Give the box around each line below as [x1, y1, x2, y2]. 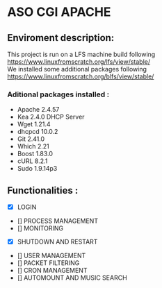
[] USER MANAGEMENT [17, 251, 86, 260]
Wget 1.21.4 [17, 120, 51, 128]
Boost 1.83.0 [17, 150, 54, 158]
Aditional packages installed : [7, 90, 110, 99]
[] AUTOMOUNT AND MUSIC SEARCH [17, 273, 127, 282]
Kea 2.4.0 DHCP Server [17, 112, 85, 121]
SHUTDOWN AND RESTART [17, 237, 98, 246]
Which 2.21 [17, 142, 50, 151]
